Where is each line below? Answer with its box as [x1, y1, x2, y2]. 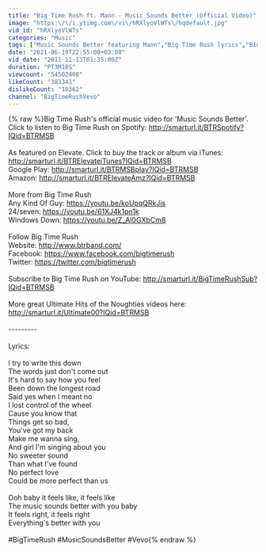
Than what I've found [8, 459, 78, 469]
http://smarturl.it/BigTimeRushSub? [142, 274, 258, 284]
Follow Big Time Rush [8, 232, 79, 242]
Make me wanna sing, [8, 434, 80, 444]
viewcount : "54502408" [8, 70, 83, 78]
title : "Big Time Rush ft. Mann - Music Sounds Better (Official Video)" [8, 11, 257, 20]
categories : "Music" [8, 33, 77, 42]
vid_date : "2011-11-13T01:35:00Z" [8, 56, 123, 64]
